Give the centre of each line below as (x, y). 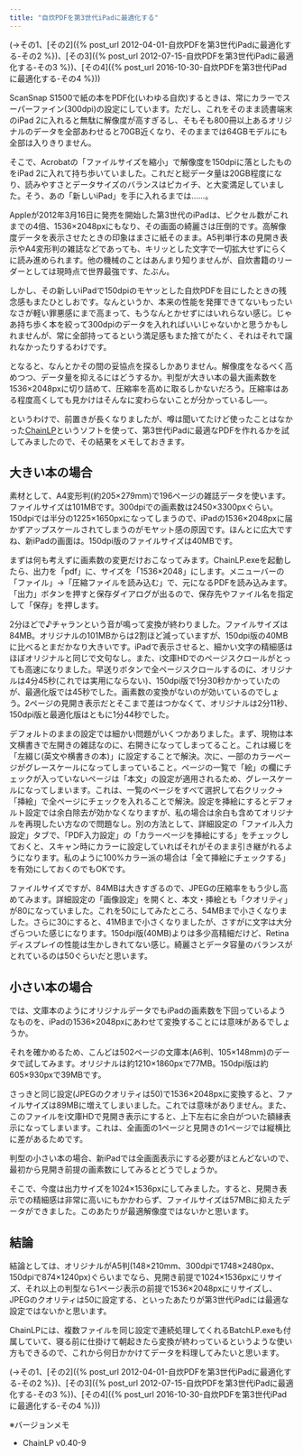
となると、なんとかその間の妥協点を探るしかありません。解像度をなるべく (147, 365)
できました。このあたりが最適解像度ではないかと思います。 (143, 1211)
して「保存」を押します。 (56, 605)
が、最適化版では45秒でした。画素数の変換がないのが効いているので (137, 692)
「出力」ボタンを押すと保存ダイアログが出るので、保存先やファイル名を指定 (151, 594)
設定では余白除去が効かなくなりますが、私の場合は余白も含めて (143, 813)
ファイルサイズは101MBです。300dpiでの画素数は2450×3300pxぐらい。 (143, 507)
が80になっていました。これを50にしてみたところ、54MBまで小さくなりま (148, 911)
